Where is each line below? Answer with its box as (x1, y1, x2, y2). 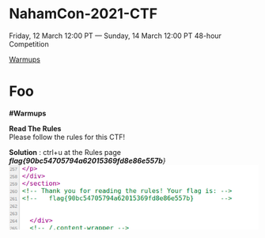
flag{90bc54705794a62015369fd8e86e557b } (9, 156, 166, 165)
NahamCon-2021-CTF (9, 5, 157, 23)
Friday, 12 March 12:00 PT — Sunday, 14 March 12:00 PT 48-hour (9, 31, 222, 40)
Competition (9, 39, 50, 48)
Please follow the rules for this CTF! (9, 132, 126, 142)
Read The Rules (9, 123, 62, 133)
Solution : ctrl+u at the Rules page (9, 147, 122, 157)
